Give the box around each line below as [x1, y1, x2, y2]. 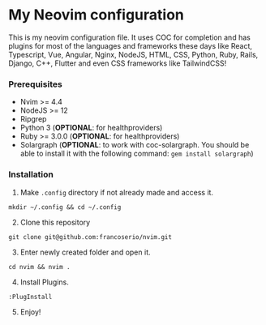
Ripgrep [19, 114, 47, 124]
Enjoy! [19, 306, 41, 317]
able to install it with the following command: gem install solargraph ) [19, 148, 254, 159]
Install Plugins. [19, 277, 69, 287]
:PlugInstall [8, 293, 53, 301]
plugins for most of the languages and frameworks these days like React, [8, 41, 253, 50]
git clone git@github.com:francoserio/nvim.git [8, 233, 173, 241]
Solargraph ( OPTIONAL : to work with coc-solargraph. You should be [19, 140, 250, 150]
